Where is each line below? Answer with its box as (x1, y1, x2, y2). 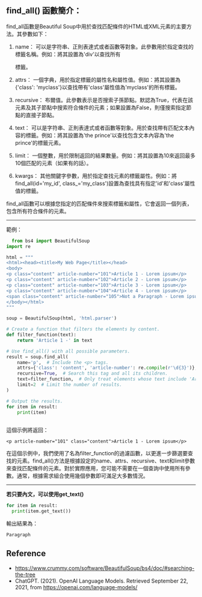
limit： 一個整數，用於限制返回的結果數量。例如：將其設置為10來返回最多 (14, 152, 196, 159)
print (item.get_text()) (11, 508, 71, 515)
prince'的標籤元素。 (14, 139, 64, 146)
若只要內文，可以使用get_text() (6, 491, 84, 498)
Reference (6, 548, 46, 559)
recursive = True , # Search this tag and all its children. (17, 371, 168, 377)
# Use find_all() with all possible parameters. (6, 348, 130, 354)
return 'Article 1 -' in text (17, 337, 93, 344)
